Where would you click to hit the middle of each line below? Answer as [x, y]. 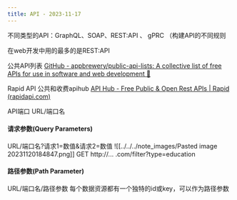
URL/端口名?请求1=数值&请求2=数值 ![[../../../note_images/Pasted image [112, 146]
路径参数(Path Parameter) [46, 171]
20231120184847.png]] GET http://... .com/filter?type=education [101, 154]
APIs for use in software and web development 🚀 [79, 74]
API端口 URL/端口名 [36, 111]
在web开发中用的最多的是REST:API [59, 50]
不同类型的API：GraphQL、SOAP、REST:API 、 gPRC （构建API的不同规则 [117, 35]
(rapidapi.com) [29, 96]
